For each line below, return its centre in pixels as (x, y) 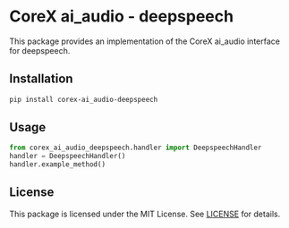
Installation (41, 79)
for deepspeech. (40, 50)
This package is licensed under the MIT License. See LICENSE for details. (145, 214)
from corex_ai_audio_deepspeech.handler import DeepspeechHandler (136, 148)
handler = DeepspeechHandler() (68, 156)
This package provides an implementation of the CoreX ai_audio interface (144, 41)
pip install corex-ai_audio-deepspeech (84, 99)
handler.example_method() (57, 165)
